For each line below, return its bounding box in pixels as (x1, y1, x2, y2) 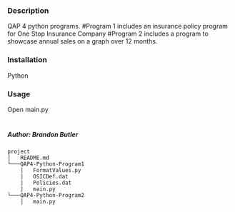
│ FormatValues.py (20, 167, 81, 174)
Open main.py (7, 105, 49, 113)
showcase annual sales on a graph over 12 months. (7, 37, 158, 46)
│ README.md (7, 154, 50, 162)
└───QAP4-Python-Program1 (7, 161, 84, 168)
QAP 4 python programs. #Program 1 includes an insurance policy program (7, 22, 229, 31)
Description (7, 6, 49, 16)
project (7, 148, 31, 156)
